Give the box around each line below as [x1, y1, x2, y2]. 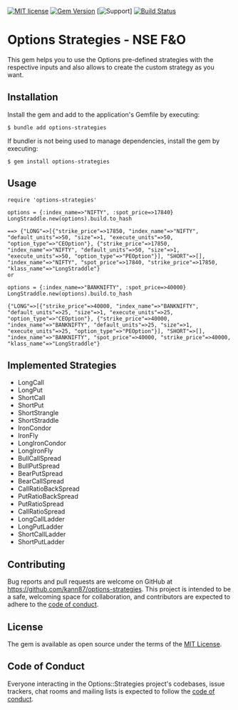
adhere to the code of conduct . [7, 600, 99, 609]
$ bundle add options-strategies [7, 124, 107, 131]
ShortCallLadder [17, 530, 66, 539]
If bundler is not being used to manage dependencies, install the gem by [7, 136, 220, 145]
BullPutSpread [17, 461, 61, 471]
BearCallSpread [17, 477, 64, 486]
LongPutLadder [17, 522, 64, 531]
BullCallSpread [17, 454, 62, 463]
